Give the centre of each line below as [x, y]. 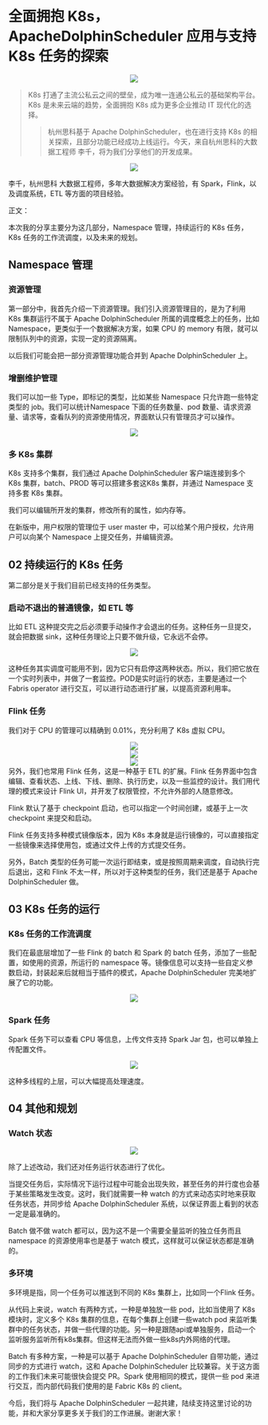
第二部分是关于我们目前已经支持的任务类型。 [82, 585]
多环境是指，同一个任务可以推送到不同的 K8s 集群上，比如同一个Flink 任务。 [134, 1292]
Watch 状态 [30, 1133]
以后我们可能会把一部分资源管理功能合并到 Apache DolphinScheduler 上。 [130, 355]
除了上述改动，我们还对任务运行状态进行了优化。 [89, 1167]
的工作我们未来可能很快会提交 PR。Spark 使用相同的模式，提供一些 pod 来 [130, 1376]
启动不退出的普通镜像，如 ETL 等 [71, 608]
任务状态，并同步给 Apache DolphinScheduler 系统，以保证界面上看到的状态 [134, 1204]
